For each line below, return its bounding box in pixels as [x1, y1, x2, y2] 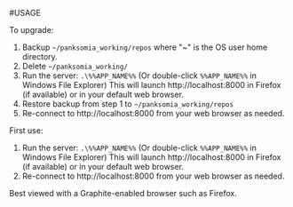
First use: [9, 125, 44, 136]
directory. [21, 52, 58, 61]
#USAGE [9, 8, 42, 18]
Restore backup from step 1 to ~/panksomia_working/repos [21, 99, 234, 109]
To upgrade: [9, 25, 54, 35]
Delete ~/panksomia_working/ [21, 61, 129, 71]
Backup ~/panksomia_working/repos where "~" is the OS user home [21, 42, 268, 52]
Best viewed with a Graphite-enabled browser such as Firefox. [9, 188, 237, 198]
